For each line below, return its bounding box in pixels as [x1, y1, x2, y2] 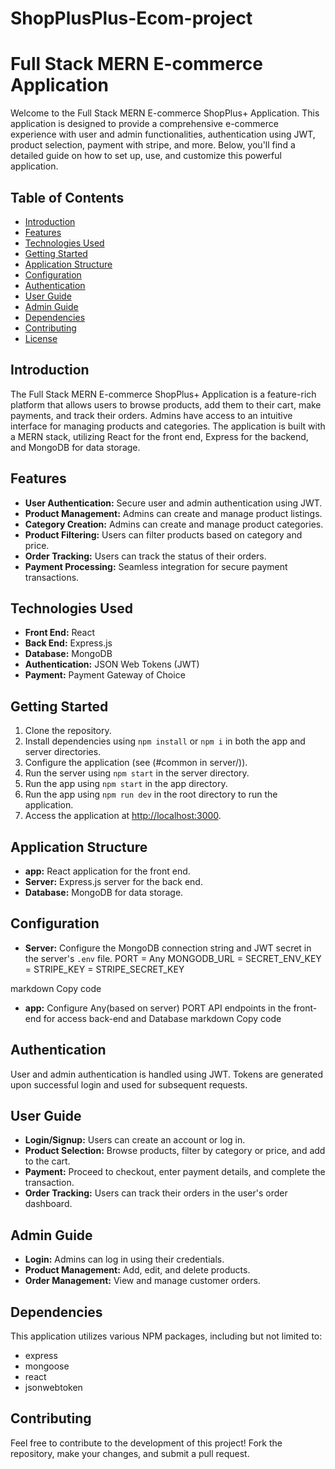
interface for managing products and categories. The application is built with [10, 420, 326, 432]
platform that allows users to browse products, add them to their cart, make [10, 398, 322, 411]
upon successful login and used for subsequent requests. [10, 1078, 248, 1091]
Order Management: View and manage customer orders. [24, 1275, 261, 1287]
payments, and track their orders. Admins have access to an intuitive [10, 409, 293, 421]
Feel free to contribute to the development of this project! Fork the [10, 1437, 283, 1449]
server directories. [24, 746, 102, 758]
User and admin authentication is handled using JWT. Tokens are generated [10, 1068, 323, 1080]
